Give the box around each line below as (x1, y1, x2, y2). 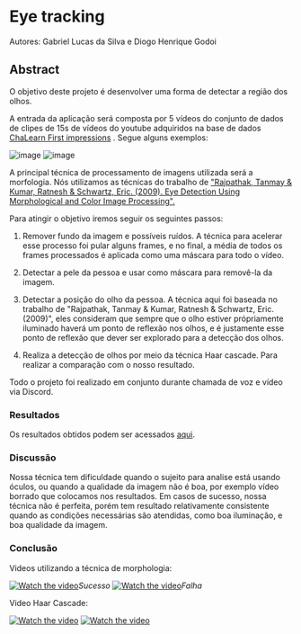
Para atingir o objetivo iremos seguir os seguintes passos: (9, 213, 224, 224)
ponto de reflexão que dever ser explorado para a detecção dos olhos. (22, 332, 285, 343)
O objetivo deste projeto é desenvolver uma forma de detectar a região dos (9, 85, 288, 96)
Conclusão (9, 542, 58, 555)
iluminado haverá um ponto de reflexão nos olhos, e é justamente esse (22, 322, 285, 334)
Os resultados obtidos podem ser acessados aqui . (9, 429, 196, 440)
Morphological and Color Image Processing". (9, 195, 175, 206)
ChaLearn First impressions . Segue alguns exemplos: (9, 132, 208, 143)
